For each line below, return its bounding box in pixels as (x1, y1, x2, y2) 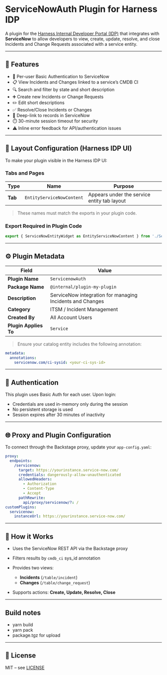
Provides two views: (12, 565, 54, 571)
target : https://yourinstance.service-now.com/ (18, 467, 119, 472)
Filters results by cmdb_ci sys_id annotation (12, 555, 101, 561)
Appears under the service (88, 191, 151, 198)
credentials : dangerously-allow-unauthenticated (18, 472, 121, 477)
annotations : (9, 355, 37, 360)
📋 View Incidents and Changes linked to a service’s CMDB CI (12, 79, 139, 85)
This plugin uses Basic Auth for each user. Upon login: (5, 392, 116, 398)
